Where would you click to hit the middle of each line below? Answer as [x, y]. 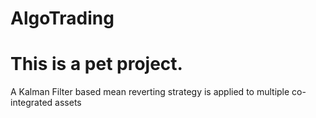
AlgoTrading [62, 18]
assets [68, 103]
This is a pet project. [96, 64]
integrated [31, 103]
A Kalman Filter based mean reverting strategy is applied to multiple [150, 92]
